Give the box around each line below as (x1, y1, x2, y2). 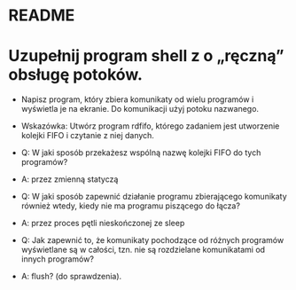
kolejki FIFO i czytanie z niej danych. (20, 130, 154, 141)
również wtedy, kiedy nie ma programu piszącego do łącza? (20, 200, 241, 211)
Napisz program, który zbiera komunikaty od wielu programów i (20, 94, 254, 105)
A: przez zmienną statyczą (20, 174, 119, 184)
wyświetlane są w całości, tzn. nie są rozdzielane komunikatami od (20, 245, 266, 255)
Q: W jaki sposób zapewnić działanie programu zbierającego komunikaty (20, 192, 287, 202)
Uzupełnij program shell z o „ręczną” (8, 46, 284, 67)
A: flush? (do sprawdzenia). (20, 271, 122, 282)
